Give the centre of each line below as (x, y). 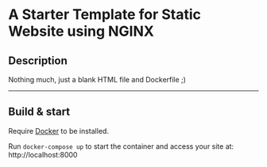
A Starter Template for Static (104, 15)
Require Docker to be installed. (59, 131)
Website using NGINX (81, 31)
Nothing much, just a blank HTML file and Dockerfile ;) (97, 80)
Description (38, 61)
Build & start (39, 112)
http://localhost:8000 (43, 154)
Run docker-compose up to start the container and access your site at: (121, 146)
